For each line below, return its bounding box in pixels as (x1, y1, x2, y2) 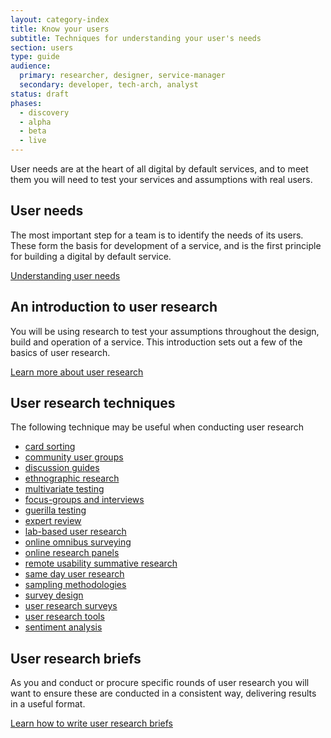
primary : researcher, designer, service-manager (19, 71, 226, 81)
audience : (10, 61, 52, 71)
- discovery (19, 107, 70, 118)
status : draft (10, 89, 70, 99)
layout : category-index (10, 14, 110, 25)
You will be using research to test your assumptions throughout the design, (10, 325, 320, 337)
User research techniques (10, 395, 176, 412)
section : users (10, 42, 74, 53)
